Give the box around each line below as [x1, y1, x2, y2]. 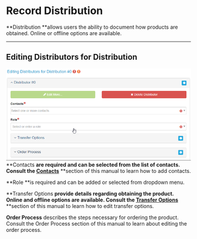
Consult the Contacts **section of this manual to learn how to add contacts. [6, 167, 191, 174]
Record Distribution [6, 4, 103, 18]
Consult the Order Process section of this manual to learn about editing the [6, 220, 188, 227]
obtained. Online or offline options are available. [6, 29, 122, 36]
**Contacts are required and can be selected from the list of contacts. [6, 161, 180, 168]
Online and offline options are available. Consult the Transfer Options [6, 196, 179, 203]
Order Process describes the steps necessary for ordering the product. [6, 214, 179, 221]
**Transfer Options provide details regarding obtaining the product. [6, 190, 174, 197]
